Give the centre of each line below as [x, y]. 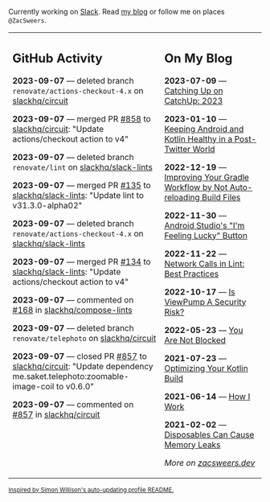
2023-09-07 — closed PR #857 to [80, 356]
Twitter [178, 149]
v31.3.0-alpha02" [47, 205]
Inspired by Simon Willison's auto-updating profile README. [91, 490]
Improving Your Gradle [207, 177]
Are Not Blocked [195, 339]
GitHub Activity [57, 58]
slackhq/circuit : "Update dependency [83, 366]
